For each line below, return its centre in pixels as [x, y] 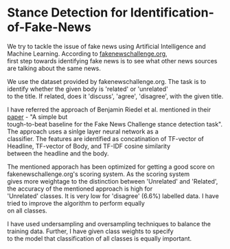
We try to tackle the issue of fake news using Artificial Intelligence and [106, 46]
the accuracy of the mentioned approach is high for [80, 188]
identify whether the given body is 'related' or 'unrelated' [88, 89]
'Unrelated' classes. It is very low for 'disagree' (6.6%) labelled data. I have [113, 196]
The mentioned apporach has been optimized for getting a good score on [111, 166]
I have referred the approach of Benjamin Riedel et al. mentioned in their [109, 109]
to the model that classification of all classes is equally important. [100, 238]
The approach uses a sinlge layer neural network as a [83, 131]
